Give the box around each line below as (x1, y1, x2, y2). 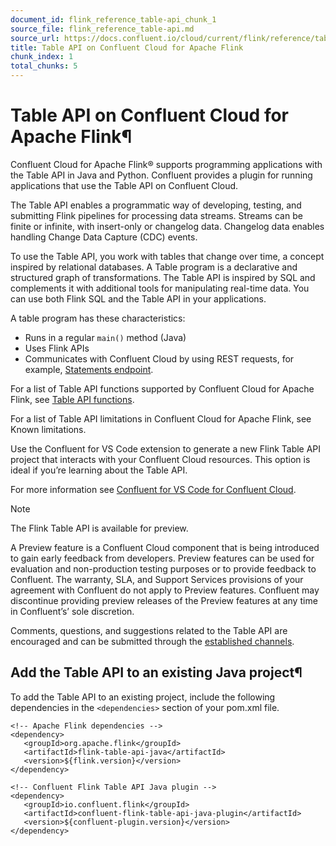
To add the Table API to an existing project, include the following (10, 691, 276, 703)
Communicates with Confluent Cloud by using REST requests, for (24, 352, 295, 365)
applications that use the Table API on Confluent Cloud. (10, 179, 239, 191)
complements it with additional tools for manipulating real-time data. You (10, 282, 310, 294)
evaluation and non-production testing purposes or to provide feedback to (10, 562, 317, 575)
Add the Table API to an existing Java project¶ (10, 664, 303, 681)
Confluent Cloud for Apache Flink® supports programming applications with (10, 158, 323, 170)
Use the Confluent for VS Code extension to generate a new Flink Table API (10, 442, 322, 455)
